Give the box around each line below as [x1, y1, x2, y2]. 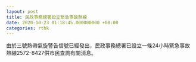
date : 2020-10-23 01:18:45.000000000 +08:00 [6, 19, 119, 25]
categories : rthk [6, 25, 49, 31]
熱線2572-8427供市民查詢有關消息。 [6, 50, 97, 57]
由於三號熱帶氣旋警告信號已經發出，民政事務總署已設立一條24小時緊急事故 [6, 42, 191, 49]
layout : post [6, 8, 39, 15]
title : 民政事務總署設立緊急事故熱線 [6, 14, 88, 20]
